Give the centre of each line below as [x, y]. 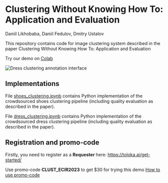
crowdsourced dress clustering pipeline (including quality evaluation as [79, 121]
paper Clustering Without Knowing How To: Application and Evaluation [78, 48]
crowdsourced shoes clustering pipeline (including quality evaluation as [79, 101]
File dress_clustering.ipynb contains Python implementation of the [73, 116]
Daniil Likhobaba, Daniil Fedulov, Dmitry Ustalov [55, 33]
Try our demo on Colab [29, 58]
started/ [13, 160]
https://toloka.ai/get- [129, 154]
